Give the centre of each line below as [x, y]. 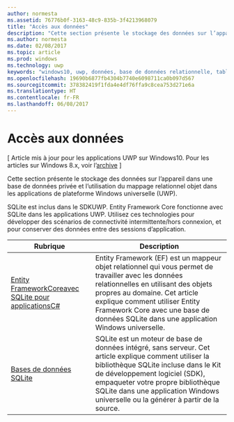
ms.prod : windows [32, 59]
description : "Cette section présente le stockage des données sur [107, 33]
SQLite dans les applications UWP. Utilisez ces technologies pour [101, 214]
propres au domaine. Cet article [147, 293]
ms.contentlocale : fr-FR [43, 98]
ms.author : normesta [37, 40]
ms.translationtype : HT [42, 91]
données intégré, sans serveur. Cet [153, 347]
